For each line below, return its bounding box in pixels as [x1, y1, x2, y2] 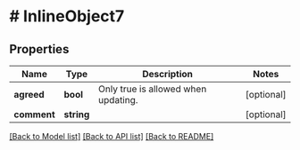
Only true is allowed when [97, 83, 207, 95]
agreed [13, 89, 45, 100]
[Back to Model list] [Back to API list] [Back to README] [9, 131, 214, 141]
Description [142, 68, 194, 80]
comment [13, 108, 55, 121]
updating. [97, 94, 138, 106]
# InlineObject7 [9, 6, 125, 27]
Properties [9, 42, 70, 57]
